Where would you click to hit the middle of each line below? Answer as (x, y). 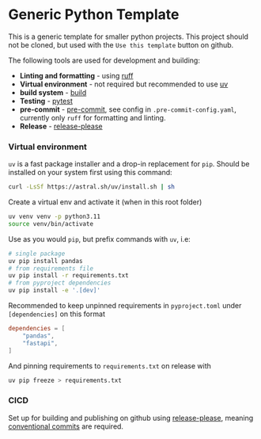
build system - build (53, 92)
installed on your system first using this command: (90, 173)
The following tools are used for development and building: (104, 60)
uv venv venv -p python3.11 (55, 217)
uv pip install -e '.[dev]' (55, 291)
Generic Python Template (94, 15)
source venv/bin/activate (51, 223)
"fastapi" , (40, 343)
